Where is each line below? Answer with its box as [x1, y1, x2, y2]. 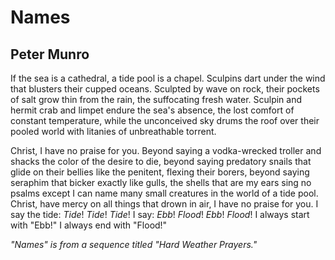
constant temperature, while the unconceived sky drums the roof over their [10, 115, 320, 126]
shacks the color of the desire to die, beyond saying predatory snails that [10, 156, 312, 167]
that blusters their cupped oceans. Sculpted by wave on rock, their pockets [10, 83, 320, 95]
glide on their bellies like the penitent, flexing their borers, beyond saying [10, 166, 310, 178]
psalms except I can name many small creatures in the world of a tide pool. [10, 187, 319, 199]
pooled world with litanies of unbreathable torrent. [10, 126, 217, 137]
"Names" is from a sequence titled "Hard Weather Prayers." [10, 239, 258, 250]
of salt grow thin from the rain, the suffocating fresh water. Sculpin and [10, 94, 303, 105]
